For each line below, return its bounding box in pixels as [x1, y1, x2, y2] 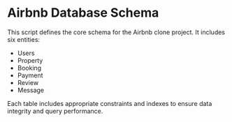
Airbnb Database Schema [7, 5, 159, 21]
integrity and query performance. [7, 107, 103, 115]
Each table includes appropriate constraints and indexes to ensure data [7, 99, 212, 107]
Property [17, 56, 43, 64]
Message [17, 86, 44, 94]
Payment [17, 71, 43, 79]
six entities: [7, 35, 41, 43]
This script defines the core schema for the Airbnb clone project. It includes [7, 28, 226, 36]
